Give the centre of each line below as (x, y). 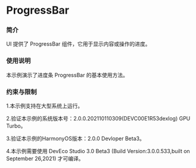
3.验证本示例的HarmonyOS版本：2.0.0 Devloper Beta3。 (75, 139)
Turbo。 (16, 126)
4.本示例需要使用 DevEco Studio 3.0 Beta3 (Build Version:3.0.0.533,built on (98, 151)
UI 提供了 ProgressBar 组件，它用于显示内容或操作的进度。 (78, 44)
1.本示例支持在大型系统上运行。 (45, 106)
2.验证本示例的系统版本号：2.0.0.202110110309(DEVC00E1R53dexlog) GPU (98, 119)
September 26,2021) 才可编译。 (45, 159)
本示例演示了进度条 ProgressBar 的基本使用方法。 (67, 75)
